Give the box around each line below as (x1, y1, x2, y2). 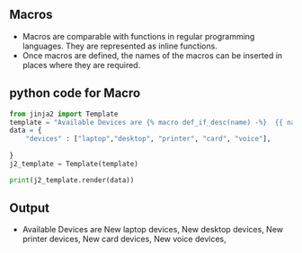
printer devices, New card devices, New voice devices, (22, 233, 226, 245)
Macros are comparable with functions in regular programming (22, 31, 255, 41)
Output (9, 201, 49, 216)
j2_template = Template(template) (9, 159, 139, 169)
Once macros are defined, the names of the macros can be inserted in (22, 49, 283, 61)
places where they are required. (22, 59, 141, 70)
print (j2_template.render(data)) (9, 175, 135, 185)
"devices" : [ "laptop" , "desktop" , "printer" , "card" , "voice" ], (25, 135, 271, 144)
